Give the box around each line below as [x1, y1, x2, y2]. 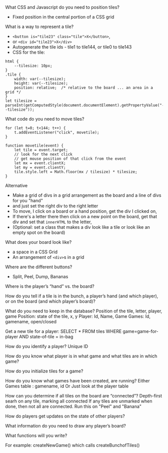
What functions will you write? [5, 432, 67, 438]
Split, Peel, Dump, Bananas [12, 274, 68, 279]
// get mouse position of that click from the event [14, 156, 126, 161]
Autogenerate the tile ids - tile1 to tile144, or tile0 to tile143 [12, 44, 132, 50]
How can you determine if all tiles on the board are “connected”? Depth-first [5, 393, 162, 398]
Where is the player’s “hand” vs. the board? [5, 283, 94, 289]
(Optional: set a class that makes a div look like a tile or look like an [12, 224, 150, 230]
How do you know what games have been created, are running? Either [5, 378, 150, 383]
